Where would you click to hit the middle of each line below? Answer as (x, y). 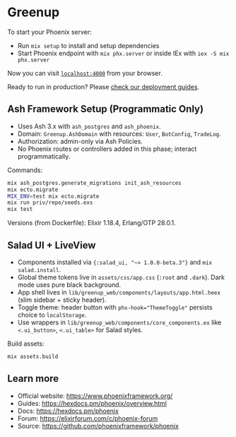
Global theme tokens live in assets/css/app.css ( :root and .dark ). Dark (121, 277)
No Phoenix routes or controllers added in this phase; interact (107, 149)
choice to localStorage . (52, 314)
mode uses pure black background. (69, 285)
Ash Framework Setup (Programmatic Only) (105, 109)
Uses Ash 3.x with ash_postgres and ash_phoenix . (89, 126)
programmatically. (44, 156)
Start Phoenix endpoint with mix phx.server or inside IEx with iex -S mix (123, 53)
